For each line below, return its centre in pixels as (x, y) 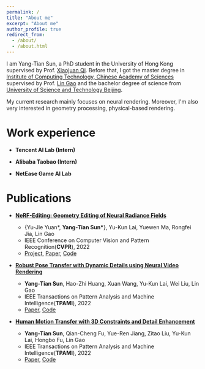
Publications (39, 198)
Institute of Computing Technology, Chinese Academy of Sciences (90, 77)
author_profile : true (34, 29)
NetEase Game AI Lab (43, 173)
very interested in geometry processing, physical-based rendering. (91, 108)
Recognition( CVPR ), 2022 (57, 246)
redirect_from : (26, 35)
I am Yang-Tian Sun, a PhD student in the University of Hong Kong (90, 63)
